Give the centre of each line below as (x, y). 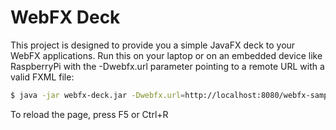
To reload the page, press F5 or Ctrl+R (89, 114)
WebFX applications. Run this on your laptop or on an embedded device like (166, 55)
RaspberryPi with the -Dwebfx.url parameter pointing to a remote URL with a (167, 66)
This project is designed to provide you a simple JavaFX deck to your (153, 45)
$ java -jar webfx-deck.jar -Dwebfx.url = (98, 95)
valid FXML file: (42, 77)
